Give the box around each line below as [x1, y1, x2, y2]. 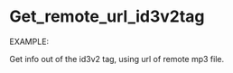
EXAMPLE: [9, 36, 50, 47]
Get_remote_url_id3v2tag [9, 6, 205, 27]
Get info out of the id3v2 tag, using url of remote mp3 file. [9, 53, 225, 64]
